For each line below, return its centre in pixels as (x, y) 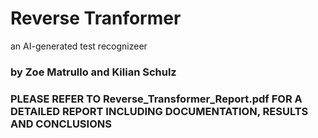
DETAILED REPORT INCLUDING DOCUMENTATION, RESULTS (159, 111)
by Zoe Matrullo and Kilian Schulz (93, 72)
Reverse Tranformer (96, 18)
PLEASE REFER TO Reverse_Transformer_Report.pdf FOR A (156, 99)
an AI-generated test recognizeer (79, 46)
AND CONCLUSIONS (61, 124)
